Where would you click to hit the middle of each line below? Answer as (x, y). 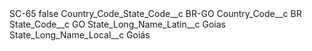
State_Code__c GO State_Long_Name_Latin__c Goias (117, 24)
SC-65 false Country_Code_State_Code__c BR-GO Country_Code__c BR (155, 13)
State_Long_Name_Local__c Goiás (80, 35)
